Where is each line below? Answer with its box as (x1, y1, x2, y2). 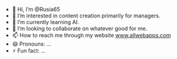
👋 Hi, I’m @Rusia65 (12, 6, 60, 13)
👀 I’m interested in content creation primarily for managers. (12, 12, 161, 19)
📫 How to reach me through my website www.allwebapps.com (12, 32, 171, 39)
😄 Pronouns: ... (12, 40, 52, 48)
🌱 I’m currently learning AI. (12, 19, 79, 25)
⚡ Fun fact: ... (12, 47, 46, 54)
